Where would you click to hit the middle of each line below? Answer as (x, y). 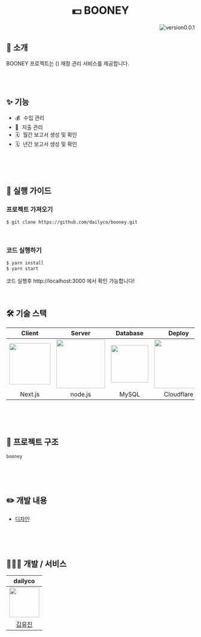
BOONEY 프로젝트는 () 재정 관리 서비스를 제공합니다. (68, 63)
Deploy (179, 333)
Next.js (30, 394)
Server (81, 333)
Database (130, 333)
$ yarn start (22, 269)
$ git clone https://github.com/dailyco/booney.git (72, 223)
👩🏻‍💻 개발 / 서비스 (36, 564)
